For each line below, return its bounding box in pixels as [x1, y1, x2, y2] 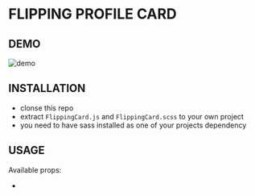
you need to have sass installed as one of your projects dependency [19, 120, 247, 130]
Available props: [8, 165, 62, 174]
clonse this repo [19, 102, 74, 113]
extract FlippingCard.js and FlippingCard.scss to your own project [19, 111, 244, 121]
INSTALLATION [8, 81, 86, 95]
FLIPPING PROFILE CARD [8, 5, 177, 23]
